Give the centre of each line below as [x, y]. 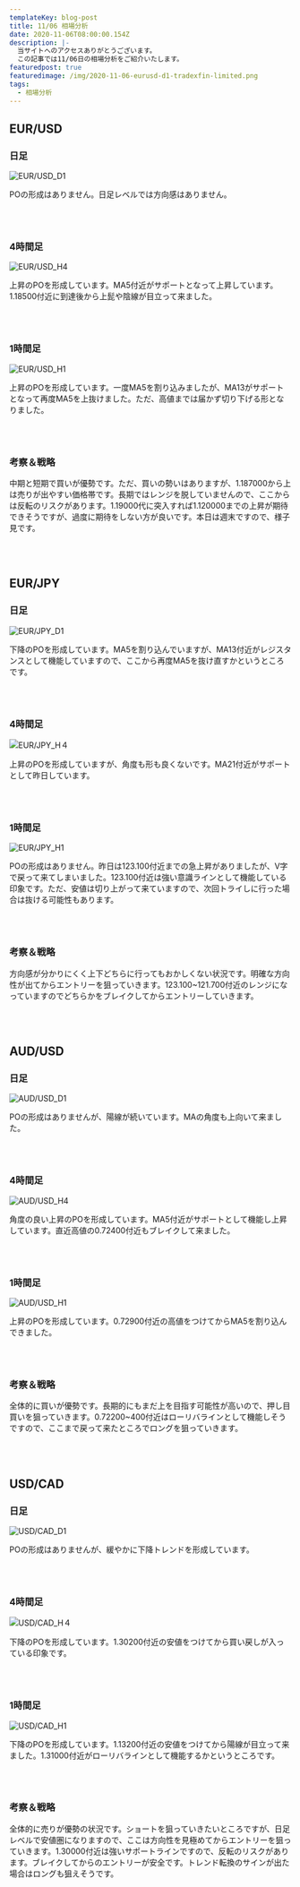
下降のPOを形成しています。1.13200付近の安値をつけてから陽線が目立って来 [150, 1744]
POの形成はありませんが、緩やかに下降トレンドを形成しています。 [132, 1549]
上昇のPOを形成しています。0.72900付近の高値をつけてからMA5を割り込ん [148, 1321]
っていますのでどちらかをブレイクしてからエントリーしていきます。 [134, 996]
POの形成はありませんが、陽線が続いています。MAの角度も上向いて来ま [142, 1117]
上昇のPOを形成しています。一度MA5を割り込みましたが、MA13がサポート [147, 387]
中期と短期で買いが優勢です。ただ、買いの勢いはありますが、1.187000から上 [150, 484]
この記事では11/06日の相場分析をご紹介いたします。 [100, 59]
